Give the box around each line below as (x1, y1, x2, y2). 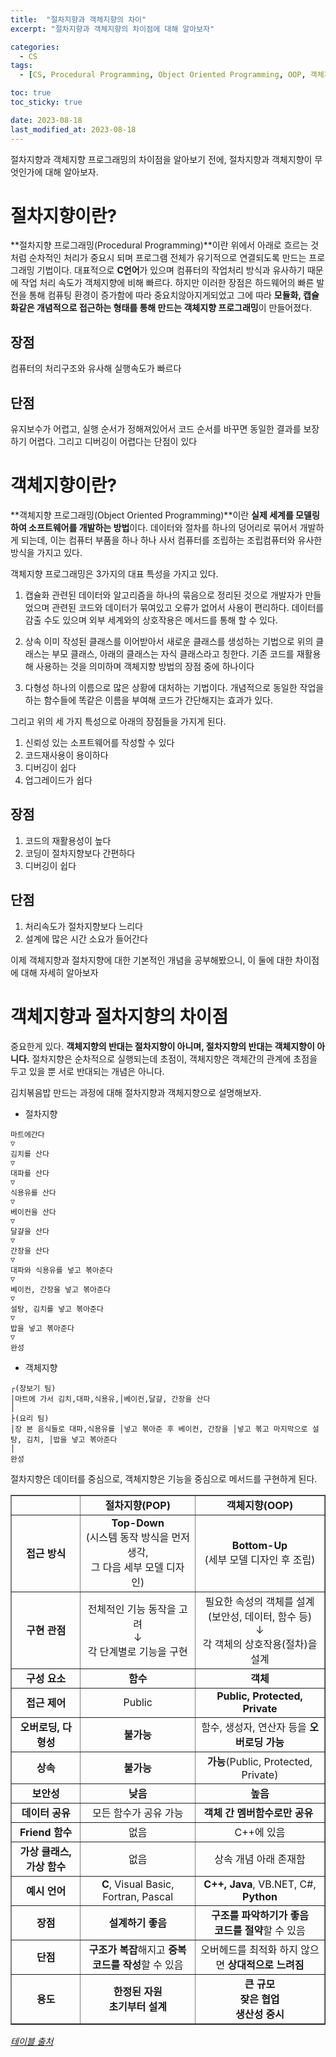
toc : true (10, 88, 52, 98)
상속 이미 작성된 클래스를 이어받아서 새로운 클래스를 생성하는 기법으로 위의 (24, 636, 314, 647)
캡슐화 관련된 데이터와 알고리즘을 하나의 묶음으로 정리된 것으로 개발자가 (24, 589, 303, 601)
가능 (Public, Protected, (206, 1754, 313, 1768)
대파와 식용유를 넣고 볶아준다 (10, 1265, 113, 1275)
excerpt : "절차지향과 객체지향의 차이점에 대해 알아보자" (10, 24, 215, 34)
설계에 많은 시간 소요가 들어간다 (24, 932, 148, 945)
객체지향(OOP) (226, 1498, 294, 1512)
